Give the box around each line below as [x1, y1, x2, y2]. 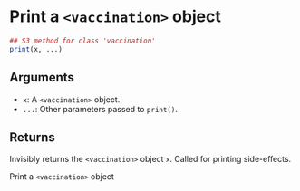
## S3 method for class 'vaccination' [9, 36, 156, 45]
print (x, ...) [9, 44, 63, 53]
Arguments [9, 70, 75, 85]
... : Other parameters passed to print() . [22, 103, 179, 114]
